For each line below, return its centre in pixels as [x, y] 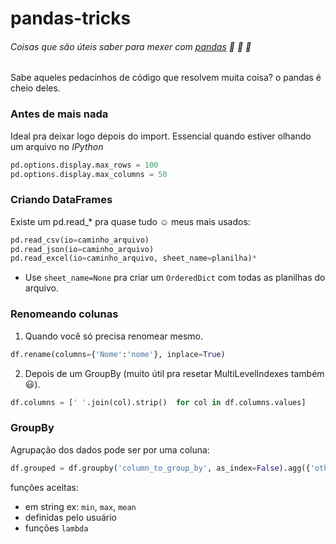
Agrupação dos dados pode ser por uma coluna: [110, 449]
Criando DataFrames [61, 200]
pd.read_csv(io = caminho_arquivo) [80, 240]
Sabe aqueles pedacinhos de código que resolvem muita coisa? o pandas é [166, 78]
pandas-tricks [71, 18]
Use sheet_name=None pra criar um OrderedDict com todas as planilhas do [175, 278]
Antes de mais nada [59, 114]
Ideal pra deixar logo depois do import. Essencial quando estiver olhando [161, 136]
